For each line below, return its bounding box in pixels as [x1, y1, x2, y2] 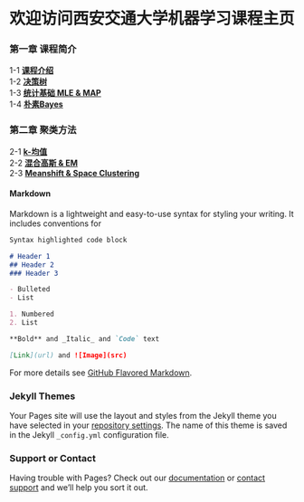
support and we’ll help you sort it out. [9, 482, 148, 493]
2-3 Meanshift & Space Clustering [9, 167, 140, 178]
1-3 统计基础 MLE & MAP [9, 88, 101, 99]
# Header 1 [9, 251, 51, 260]
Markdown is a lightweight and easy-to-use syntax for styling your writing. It [9, 208, 294, 219]
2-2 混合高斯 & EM [9, 157, 79, 168]
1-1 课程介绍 [9, 65, 54, 76]
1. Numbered [9, 309, 54, 319]
